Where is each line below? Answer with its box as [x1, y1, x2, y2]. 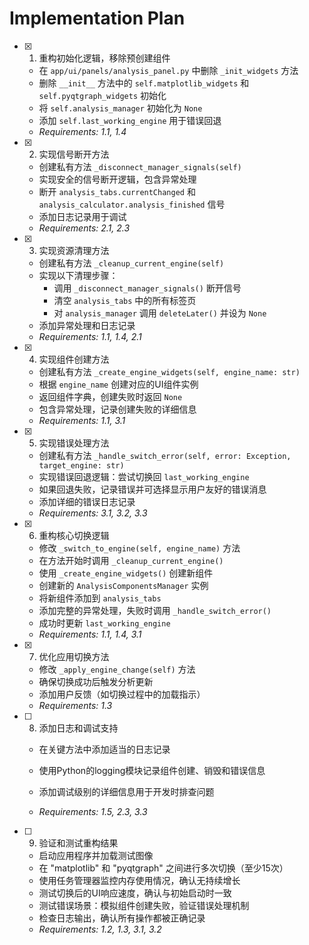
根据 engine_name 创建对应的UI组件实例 [38, 378, 199, 390]
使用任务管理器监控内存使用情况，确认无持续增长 [38, 874, 241, 886]
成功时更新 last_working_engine [38, 617, 171, 629]
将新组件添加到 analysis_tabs [38, 592, 162, 604]
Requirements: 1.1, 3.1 [38, 414, 126, 426]
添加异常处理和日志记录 [38, 319, 136, 331]
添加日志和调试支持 [38, 722, 119, 734]
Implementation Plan [9, 7, 186, 30]
